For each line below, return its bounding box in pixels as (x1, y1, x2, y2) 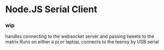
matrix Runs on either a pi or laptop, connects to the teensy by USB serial (5, 39, 159, 45)
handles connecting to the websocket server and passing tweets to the (5, 33, 154, 39)
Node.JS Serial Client (5, 4, 98, 15)
